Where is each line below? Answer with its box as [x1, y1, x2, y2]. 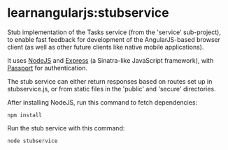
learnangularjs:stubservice [7, 5, 169, 21]
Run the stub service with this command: [7, 123, 125, 132]
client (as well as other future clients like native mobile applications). [7, 43, 204, 51]
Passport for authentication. [7, 63, 88, 72]
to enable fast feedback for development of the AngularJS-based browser [7, 35, 220, 43]
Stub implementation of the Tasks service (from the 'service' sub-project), [7, 28, 222, 36]
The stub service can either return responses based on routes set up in [7, 77, 213, 85]
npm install [7, 112, 42, 119]
